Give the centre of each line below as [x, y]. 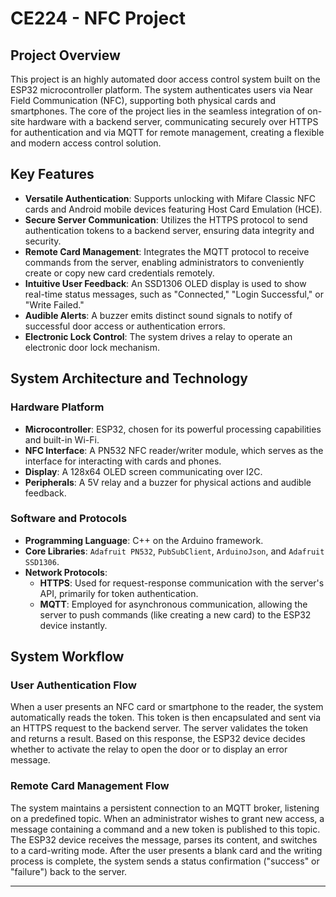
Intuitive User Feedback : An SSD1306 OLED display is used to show [165, 283]
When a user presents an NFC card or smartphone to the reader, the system [167, 707]
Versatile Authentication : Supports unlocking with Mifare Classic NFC [170, 198]
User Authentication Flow [73, 685]
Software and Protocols [69, 519]
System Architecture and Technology [129, 378]
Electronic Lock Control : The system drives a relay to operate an [158, 336]
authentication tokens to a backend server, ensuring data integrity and [169, 230]
